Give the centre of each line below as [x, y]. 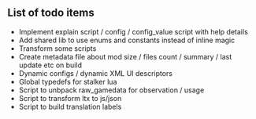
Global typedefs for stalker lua [68, 81]
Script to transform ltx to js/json [70, 98]
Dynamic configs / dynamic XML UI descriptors [96, 73]
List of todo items [51, 13]
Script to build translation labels [70, 106]
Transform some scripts [58, 48]
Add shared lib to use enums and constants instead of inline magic [127, 40]
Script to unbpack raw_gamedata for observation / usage [111, 90]
